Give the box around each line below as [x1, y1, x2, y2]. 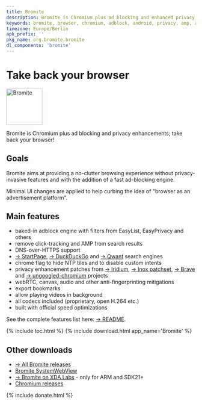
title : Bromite [6, 8, 44, 15]
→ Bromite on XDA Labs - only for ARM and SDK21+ [14, 374, 144, 381]
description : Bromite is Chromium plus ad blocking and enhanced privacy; [6, 14, 198, 20]
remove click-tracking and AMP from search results [14, 240, 143, 247]
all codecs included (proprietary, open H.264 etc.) [14, 297, 139, 305]
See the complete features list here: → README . [6, 315, 126, 323]
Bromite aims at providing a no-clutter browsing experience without [6, 169, 174, 176]
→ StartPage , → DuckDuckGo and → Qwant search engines [14, 253, 164, 260]
